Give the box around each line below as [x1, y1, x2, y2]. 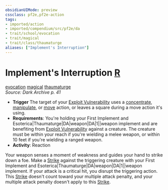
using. [12, 109, 26, 116]
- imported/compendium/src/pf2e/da [5, 26, 80, 31]
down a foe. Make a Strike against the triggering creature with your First [5, 157, 155, 163]
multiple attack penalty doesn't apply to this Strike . [5, 178, 111, 185]
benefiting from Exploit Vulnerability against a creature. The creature [12, 126, 155, 132]
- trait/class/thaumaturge [5, 41, 62, 46]
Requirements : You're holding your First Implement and [12, 115, 129, 121]
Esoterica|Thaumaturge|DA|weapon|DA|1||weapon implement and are [12, 120, 158, 127]
